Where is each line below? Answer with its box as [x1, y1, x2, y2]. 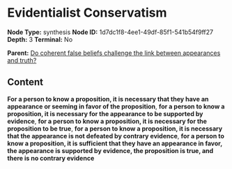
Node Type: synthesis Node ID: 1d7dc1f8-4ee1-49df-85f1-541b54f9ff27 [7, 28, 214, 36]
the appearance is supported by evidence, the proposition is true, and [7, 146, 214, 154]
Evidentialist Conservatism [7, 5, 167, 21]
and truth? [7, 56, 37, 64]
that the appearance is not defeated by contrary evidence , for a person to [7, 131, 225, 140]
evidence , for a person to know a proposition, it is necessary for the [7, 117, 208, 125]
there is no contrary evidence [7, 154, 95, 162]
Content [7, 77, 44, 88]
